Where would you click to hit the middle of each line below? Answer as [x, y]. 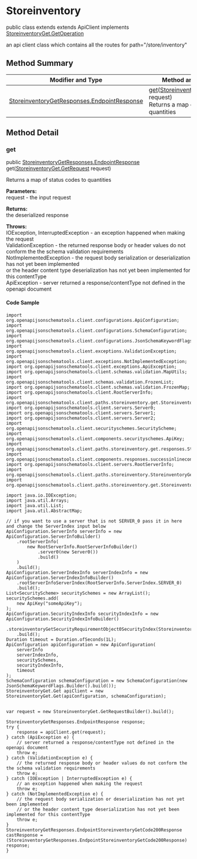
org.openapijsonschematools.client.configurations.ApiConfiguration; [93, 320]
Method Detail [33, 133]
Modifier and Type [76, 79]
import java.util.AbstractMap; [44, 511]
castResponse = [25, 835]
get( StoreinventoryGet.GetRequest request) [59, 168]
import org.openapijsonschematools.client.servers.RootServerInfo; [90, 464]
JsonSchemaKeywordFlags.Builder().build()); [61, 686]
